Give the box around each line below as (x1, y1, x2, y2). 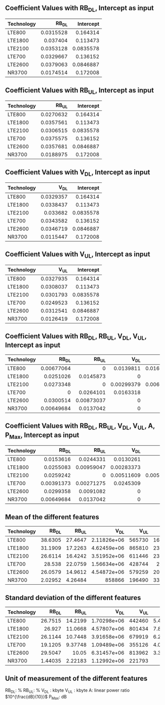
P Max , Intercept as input (5, 431, 80, 440)
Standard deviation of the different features (5, 594, 141, 602)
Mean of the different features (5, 513, 100, 521)
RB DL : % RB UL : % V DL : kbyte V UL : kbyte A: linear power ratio (5, 687, 130, 694)
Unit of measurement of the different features (5, 674, 148, 682)
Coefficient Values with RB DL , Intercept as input (5, 4, 154, 14)
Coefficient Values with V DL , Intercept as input (5, 168, 150, 177)
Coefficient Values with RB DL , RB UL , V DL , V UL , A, (5, 422, 155, 431)
